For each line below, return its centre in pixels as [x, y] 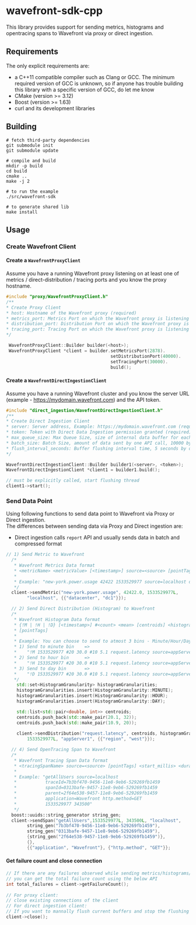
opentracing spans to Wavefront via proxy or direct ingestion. [80, 33]
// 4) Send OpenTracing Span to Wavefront [64, 750]
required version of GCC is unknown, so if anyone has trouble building [99, 83]
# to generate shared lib [37, 207]
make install [22, 212]
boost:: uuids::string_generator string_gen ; [66, 815]
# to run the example [32, 192]
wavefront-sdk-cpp [55, 11]
